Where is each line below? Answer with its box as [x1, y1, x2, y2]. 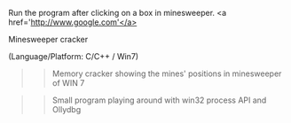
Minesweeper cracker [8, 35, 89, 44]
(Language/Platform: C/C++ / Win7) [8, 51, 139, 61]
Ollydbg [51, 104, 82, 114]
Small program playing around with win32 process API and [51, 95, 267, 105]
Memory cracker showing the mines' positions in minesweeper [51, 68, 282, 79]
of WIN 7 [51, 78, 85, 88]
